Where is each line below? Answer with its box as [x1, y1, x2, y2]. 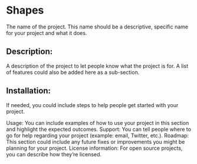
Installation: [6, 86, 51, 96]
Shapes [6, 4, 44, 17]
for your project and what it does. [6, 29, 87, 36]
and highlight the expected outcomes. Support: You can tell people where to [6, 126, 192, 133]
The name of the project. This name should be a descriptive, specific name [6, 23, 189, 30]
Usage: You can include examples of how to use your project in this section [6, 119, 189, 126]
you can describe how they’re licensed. [6, 150, 102, 157]
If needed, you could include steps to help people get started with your [6, 101, 179, 108]
